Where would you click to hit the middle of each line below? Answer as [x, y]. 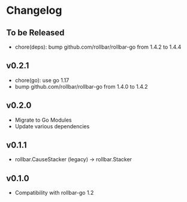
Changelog [34, 10]
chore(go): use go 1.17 [42, 80]
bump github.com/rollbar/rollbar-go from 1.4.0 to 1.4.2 [81, 86]
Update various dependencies [52, 126]
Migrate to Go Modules [43, 120]
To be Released [35, 33]
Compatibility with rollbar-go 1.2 [54, 193]
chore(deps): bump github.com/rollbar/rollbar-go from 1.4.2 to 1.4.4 [98, 47]
